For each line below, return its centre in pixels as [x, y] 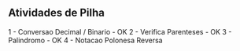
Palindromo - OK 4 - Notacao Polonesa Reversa [85, 40]
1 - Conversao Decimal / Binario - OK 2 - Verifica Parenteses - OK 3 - [120, 31]
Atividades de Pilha [56, 13]
